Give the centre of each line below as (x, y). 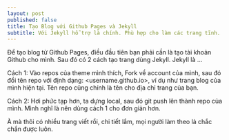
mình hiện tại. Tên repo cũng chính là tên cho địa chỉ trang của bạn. (103, 88)
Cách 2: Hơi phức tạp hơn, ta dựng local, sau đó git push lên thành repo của (115, 101)
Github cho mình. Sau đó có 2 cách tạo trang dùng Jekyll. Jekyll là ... (105, 60)
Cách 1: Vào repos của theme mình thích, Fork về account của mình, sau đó (114, 73)
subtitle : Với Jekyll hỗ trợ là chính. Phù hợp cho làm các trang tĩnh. (114, 33)
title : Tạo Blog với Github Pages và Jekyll (72, 26)
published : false (32, 20)
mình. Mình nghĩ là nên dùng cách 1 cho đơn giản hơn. (84, 108)
